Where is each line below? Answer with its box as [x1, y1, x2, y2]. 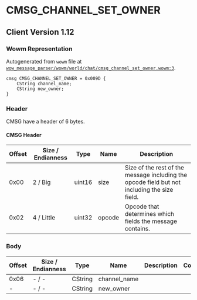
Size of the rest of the [125, 164, 185, 172]
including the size [125, 186, 174, 194]
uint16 [74, 178, 93, 186]
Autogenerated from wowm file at [6, 58, 82, 65]
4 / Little [32, 214, 56, 222]
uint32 [74, 214, 93, 222]
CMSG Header [6, 131, 42, 138]
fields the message [125, 217, 178, 225]
